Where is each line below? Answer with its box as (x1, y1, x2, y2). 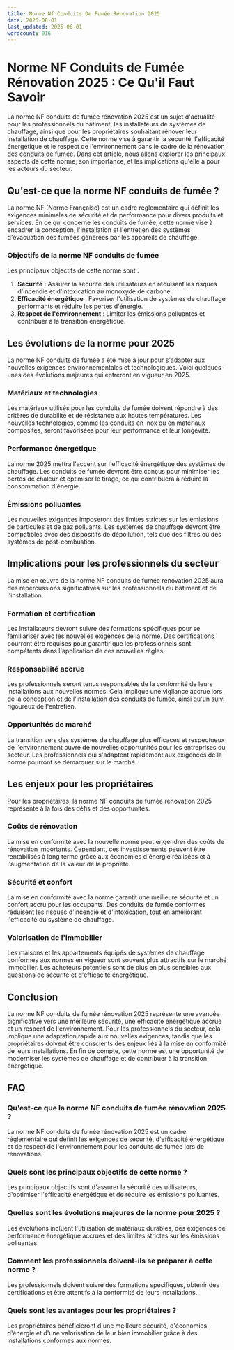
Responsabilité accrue (7, 665, 85, 674)
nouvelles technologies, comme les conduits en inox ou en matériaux (7, 419, 205, 427)
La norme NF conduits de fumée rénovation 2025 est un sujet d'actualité (7, 112, 216, 121)
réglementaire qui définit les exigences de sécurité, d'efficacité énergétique (7, 1135, 225, 1143)
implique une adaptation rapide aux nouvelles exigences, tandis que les (7, 1032, 212, 1040)
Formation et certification (7, 609, 96, 618)
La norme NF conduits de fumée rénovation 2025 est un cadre (7, 1127, 187, 1135)
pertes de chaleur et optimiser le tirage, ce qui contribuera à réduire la (7, 474, 209, 483)
